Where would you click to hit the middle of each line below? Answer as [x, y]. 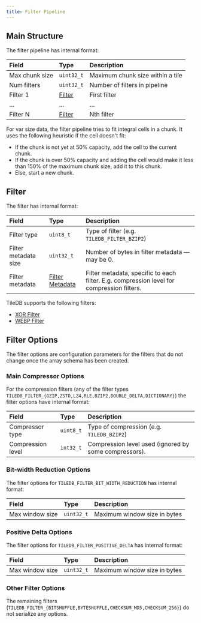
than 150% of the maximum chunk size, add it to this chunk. [89, 166]
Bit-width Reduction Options [48, 470]
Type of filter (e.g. [111, 231]
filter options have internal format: [48, 402]
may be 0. [100, 260]
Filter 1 [19, 95]
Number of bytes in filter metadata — [138, 252]
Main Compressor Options [45, 376]
